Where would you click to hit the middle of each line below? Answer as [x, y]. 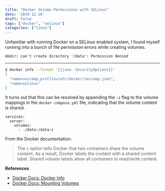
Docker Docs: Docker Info [38, 178]
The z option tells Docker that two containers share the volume [81, 149]
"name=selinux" [25, 83]
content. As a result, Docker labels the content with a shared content [86, 154]
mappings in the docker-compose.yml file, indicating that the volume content [81, 103]
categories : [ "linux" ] [28, 28]
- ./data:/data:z [36, 130]
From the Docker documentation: [39, 139]
